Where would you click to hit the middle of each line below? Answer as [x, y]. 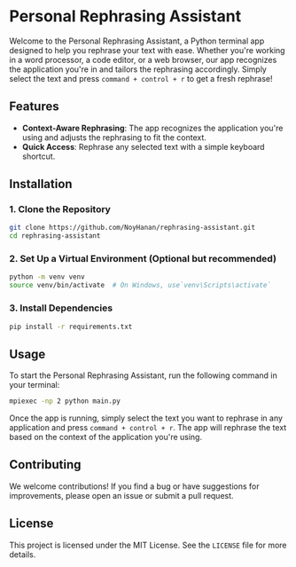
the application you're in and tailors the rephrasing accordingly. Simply [138, 69]
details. [23, 554]
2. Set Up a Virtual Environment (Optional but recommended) [143, 259]
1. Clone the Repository [60, 209]
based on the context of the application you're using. [105, 437]
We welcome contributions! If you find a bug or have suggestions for [134, 486]
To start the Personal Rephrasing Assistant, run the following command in [143, 375]
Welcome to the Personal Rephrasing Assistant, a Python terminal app [137, 41]
